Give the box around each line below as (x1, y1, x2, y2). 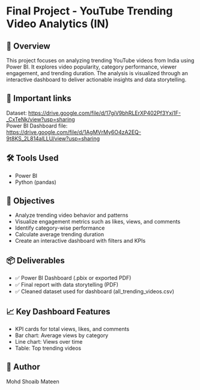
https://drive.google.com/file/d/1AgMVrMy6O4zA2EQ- (6, 128, 141, 136)
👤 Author (6, 362, 40, 372)
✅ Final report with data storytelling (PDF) (14, 281, 119, 288)
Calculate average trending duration (14, 231, 105, 238)
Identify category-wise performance (14, 224, 105, 232)
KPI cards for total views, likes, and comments (14, 326, 130, 333)
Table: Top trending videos (14, 344, 82, 352)
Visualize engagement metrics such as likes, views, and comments (14, 218, 181, 225)
